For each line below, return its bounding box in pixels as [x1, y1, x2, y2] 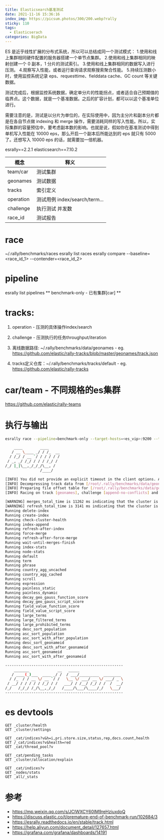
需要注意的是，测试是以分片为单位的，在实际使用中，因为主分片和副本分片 [5, 112, 155, 118]
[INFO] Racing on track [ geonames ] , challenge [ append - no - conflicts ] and [5, 490, 159, 495]
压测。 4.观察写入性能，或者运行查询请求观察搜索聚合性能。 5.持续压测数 [5, 67, 152, 72]
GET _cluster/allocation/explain [5, 757, 73, 762]
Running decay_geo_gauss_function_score [5, 595, 89, 600]
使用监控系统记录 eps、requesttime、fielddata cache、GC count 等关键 [13, 73, 158, 79]
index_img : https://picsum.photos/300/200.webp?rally [5, 16, 117, 21]
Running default [5, 554, 38, 559]
